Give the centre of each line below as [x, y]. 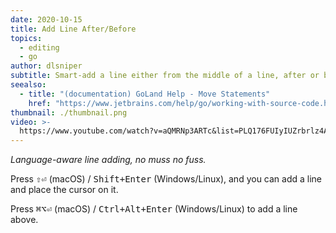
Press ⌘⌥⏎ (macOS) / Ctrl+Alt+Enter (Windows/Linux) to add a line [154, 209]
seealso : [28, 85]
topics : [26, 38]
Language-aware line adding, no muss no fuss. [108, 160]
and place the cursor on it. [64, 190]
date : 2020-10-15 [46, 19]
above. [24, 220]
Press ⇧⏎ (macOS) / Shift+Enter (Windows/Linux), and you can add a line [166, 179]
